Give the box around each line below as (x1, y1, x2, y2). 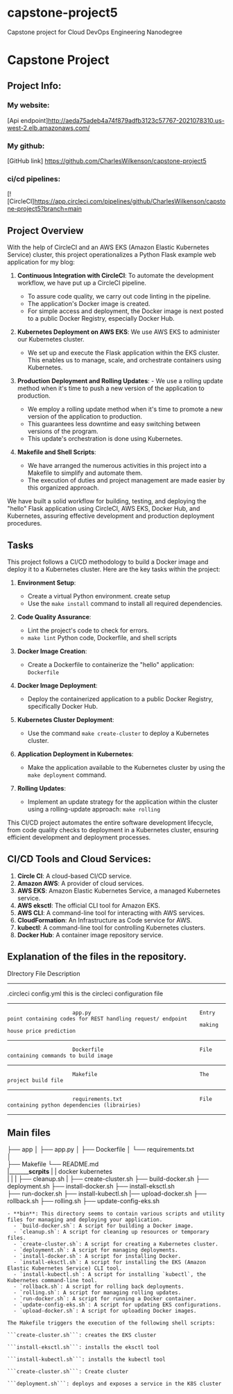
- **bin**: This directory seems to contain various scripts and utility (7, 1210, 225, 1218)
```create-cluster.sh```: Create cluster (7, 1368, 129, 1375)
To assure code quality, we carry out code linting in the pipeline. (27, 292, 212, 301)
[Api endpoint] (7, 116, 49, 124)
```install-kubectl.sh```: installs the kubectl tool (7, 1356, 166, 1363)
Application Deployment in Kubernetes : (17, 750, 134, 758)
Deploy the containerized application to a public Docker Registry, (27, 695, 214, 703)
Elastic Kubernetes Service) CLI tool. (7, 1265, 123, 1272)
